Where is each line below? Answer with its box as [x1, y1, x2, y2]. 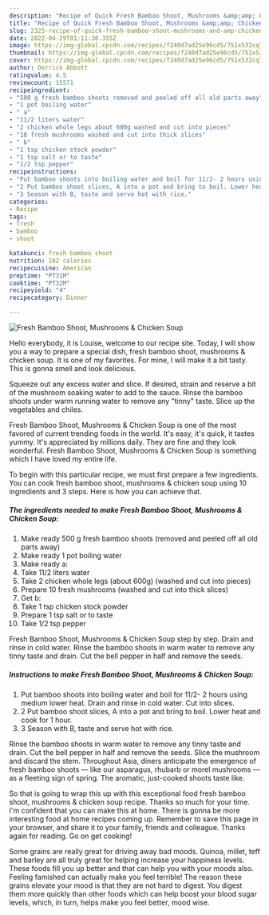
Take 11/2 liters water [20, 567, 90, 577]
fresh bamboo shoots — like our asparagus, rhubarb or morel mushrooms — [9, 765, 260, 774]
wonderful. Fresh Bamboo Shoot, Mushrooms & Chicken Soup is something [9, 446, 257, 455]
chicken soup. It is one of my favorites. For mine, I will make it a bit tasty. [9, 355, 248, 365]
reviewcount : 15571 [9, 78, 74, 86]
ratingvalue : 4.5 [9, 71, 67, 79]
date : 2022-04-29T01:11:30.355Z [9, 34, 117, 42]
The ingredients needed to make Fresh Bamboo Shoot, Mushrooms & [9, 505, 243, 514]
